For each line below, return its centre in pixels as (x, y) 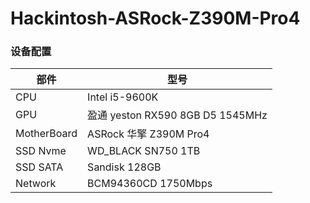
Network (36, 184)
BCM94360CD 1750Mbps (150, 184)
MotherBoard (46, 134)
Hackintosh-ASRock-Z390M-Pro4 (155, 18)
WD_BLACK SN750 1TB (144, 151)
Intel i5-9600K (123, 97)
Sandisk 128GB (124, 167)
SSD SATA (39, 167)
